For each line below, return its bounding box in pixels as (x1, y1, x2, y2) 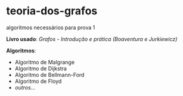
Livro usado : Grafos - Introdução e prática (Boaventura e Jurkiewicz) (6, 35, 178, 42)
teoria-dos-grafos (6, 4, 98, 18)
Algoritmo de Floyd (14, 78, 62, 85)
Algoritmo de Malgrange (14, 58, 75, 66)
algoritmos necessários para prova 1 (6, 24, 95, 31)
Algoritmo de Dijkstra (14, 64, 67, 72)
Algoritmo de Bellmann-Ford (14, 71, 85, 78)
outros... (14, 83, 36, 91)
